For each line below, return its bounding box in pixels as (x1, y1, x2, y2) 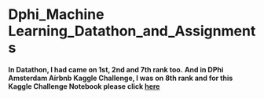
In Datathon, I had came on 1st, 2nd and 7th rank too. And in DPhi (8, 64, 224, 74)
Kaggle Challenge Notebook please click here (8, 81, 160, 91)
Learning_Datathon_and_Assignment (8, 22, 256, 40)
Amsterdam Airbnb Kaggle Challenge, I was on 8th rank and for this (8, 73, 233, 82)
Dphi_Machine (8, 5, 104, 24)
